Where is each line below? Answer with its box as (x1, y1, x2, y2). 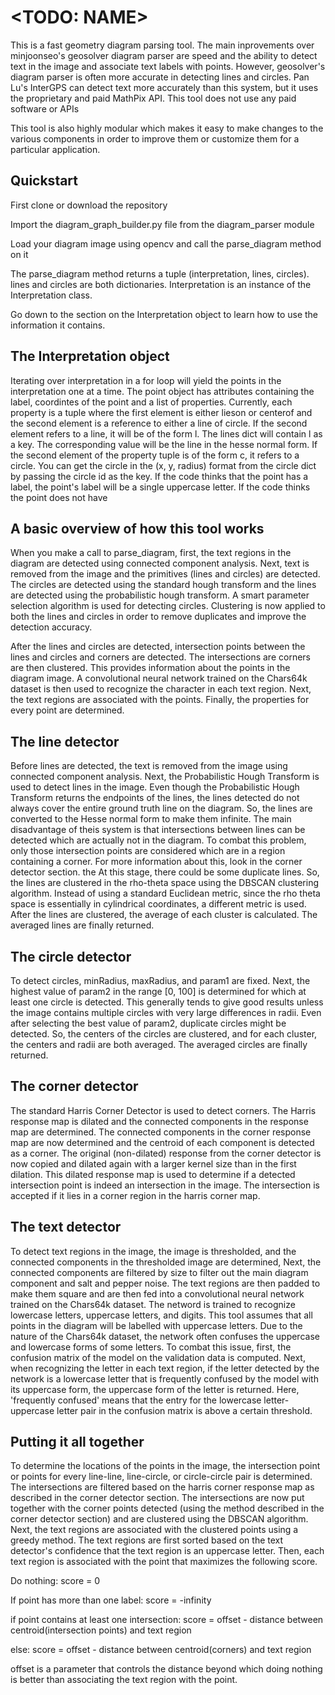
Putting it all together (10, 1434, 145, 1451)
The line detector (10, 733, 120, 750)
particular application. (10, 143, 101, 155)
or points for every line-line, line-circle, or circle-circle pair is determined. (10, 1471, 313, 1483)
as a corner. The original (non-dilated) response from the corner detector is (10, 1147, 322, 1159)
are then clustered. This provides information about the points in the (10, 662, 291, 674)
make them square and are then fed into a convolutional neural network (10, 1287, 305, 1300)
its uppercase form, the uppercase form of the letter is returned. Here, (10, 1383, 300, 1395)
